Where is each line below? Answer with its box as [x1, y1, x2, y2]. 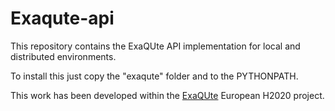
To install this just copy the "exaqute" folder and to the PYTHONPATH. [10, 70, 299, 82]
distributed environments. [10, 50, 117, 62]
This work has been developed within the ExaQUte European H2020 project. [10, 89, 325, 101]
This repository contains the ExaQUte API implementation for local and [10, 40, 301, 52]
